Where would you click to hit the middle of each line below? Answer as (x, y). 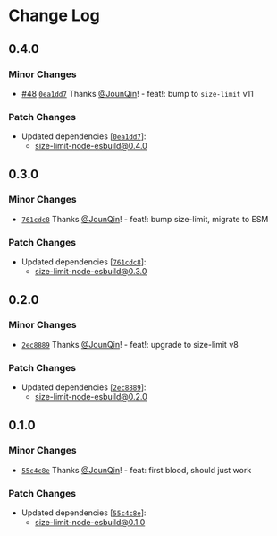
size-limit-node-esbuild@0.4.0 (91, 146)
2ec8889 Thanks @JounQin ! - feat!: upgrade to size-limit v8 (130, 344)
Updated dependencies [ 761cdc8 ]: (84, 262)
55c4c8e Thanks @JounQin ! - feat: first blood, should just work (136, 470)
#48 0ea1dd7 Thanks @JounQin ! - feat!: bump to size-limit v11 (137, 93)
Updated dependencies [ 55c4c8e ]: (84, 513)
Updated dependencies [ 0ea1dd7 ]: (84, 136)
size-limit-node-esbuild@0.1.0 (90, 523)
